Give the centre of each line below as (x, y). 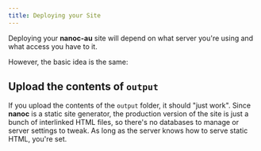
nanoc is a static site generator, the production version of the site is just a (129, 114)
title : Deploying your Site (55, 15)
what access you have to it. (53, 46)
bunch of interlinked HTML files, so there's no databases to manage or (124, 123)
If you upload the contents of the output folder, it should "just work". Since (130, 106)
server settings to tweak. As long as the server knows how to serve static (128, 130)
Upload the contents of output (83, 87)
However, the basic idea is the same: (68, 62)
